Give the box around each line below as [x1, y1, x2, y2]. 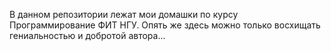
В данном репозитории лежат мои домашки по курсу [9, 9, 239, 20]
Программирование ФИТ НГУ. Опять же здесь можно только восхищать [9, 19, 321, 31]
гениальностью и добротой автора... [9, 30, 166, 41]
